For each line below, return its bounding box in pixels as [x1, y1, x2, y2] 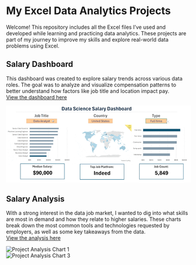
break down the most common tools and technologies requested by [6, 222, 170, 229]
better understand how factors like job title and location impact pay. [6, 87, 170, 95]
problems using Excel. [6, 42, 60, 49]
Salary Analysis [6, 194, 65, 204]
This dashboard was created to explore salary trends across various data [6, 75, 183, 82]
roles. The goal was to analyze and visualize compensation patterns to [6, 81, 177, 88]
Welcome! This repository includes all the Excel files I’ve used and [6, 24, 166, 31]
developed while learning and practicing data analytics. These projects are [6, 29, 187, 36]
